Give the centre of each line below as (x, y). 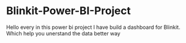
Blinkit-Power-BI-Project (68, 11)
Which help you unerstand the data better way (63, 33)
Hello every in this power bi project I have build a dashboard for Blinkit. (93, 27)
